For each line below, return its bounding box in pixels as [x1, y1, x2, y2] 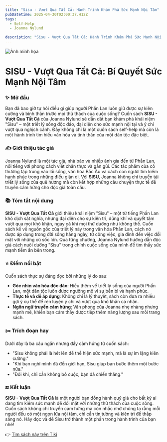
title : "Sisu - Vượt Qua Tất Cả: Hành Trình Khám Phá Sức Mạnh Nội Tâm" [5, 7, 160, 12]
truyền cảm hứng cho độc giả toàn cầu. [5, 184, 86, 190]
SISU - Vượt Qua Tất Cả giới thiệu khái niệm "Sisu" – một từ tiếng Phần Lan [5, 210, 159, 217]
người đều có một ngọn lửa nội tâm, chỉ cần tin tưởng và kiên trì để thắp [5, 411, 152, 417]
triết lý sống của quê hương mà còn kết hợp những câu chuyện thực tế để [5, 179, 156, 185]
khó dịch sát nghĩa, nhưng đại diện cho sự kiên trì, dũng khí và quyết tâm [5, 216, 155, 221]
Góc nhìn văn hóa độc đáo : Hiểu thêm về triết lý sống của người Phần [12, 283, 156, 289]
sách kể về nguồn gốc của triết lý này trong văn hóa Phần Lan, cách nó [5, 226, 151, 232]
